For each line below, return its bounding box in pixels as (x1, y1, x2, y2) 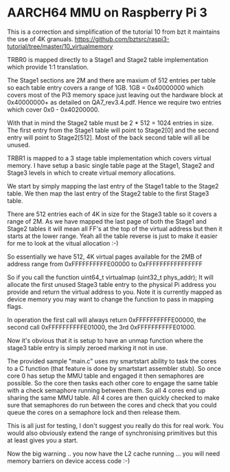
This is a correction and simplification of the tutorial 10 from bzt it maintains (7, 28, 220, 36)
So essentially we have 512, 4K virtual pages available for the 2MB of (7, 253, 203, 261)
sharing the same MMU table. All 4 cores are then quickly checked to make (7, 394, 220, 402)
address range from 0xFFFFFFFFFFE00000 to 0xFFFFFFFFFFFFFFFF (7, 259, 203, 268)
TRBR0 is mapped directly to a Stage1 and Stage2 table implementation (7, 55, 209, 63)
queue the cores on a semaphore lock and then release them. (7, 408, 181, 416)
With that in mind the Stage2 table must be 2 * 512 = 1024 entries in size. (7, 118, 214, 127)
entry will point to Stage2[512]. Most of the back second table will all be (7, 133, 210, 142)
